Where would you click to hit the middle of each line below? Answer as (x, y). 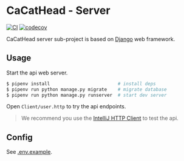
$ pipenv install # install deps (81, 84)
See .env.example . (29, 152)
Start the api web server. (37, 73)
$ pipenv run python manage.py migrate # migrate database (87, 89)
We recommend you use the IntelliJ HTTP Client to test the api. (100, 118)
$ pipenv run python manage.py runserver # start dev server (87, 95)
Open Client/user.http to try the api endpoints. (66, 107)
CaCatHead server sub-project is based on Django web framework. (91, 39)
